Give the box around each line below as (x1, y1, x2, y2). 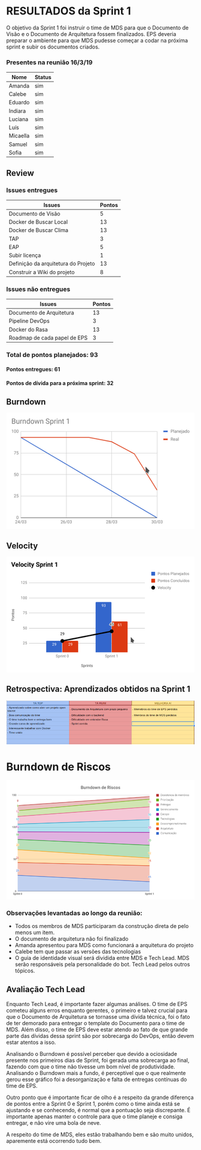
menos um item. (14, 929, 55, 936)
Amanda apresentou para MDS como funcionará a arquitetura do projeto (14, 941, 194, 948)
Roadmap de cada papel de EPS (8, 334, 88, 341)
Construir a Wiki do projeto (8, 268, 75, 275)
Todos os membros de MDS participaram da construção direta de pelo (14, 922, 189, 929)
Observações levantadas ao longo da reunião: (6, 909, 142, 917)
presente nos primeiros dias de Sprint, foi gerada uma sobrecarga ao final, (6, 1056, 190, 1064)
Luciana (8, 115, 29, 122)
